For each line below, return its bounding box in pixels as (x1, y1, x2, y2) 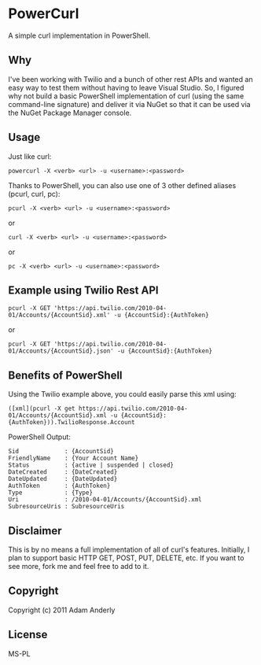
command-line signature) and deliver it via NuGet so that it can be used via (8, 99, 251, 109)
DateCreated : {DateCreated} (8, 468, 118, 476)
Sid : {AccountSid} (8, 448, 114, 456)
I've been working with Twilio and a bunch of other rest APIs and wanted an (8, 74, 253, 83)
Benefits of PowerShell (8, 368, 123, 382)
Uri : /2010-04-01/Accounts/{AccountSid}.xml (8, 496, 202, 504)
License (8, 628, 48, 641)
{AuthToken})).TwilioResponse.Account (8, 419, 135, 427)
